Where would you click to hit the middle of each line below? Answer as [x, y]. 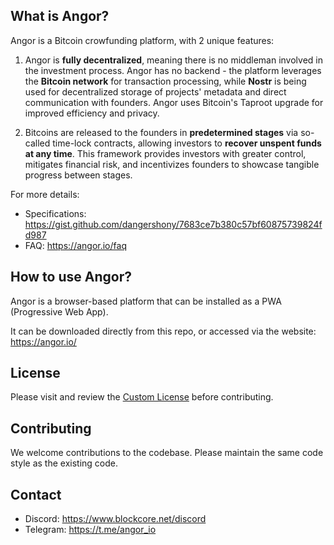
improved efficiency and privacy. [92, 113]
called [37, 143]
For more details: [45, 194]
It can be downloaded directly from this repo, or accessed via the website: [163, 331]
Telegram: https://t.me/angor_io [90, 530]
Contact [36, 494]
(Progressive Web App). [59, 311]
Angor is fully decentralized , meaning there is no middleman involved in [173, 60]
